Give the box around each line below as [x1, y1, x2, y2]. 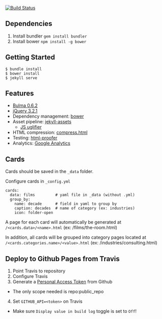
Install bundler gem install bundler [12, 33, 87, 39]
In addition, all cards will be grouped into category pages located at [5, 234, 146, 240]
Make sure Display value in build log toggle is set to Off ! [12, 308, 137, 314]
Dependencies [5, 19, 52, 28]
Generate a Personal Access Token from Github [12, 279, 113, 285]
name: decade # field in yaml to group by [14, 201, 117, 206]
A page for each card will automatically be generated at [5, 219, 121, 225]
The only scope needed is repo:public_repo [12, 289, 104, 295]
